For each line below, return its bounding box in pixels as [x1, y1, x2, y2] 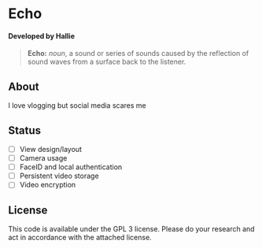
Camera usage [19, 154, 68, 163]
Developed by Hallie [8, 31, 75, 40]
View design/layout [19, 145, 83, 154]
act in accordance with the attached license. [8, 233, 152, 242]
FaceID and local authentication [19, 162, 123, 172]
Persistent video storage [19, 171, 100, 181]
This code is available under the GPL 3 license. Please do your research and [8, 224, 255, 234]
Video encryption [19, 180, 76, 190]
